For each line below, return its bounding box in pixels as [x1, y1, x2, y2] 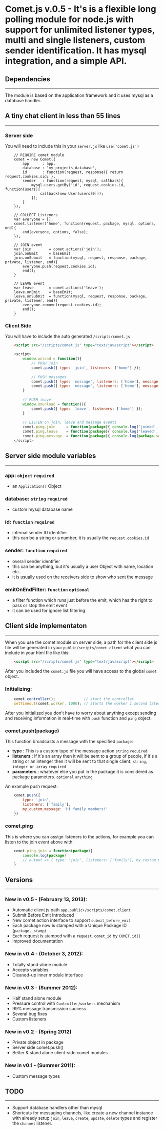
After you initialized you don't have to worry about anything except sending [5, 710, 156, 716]
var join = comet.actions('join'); [14, 247, 102, 252]
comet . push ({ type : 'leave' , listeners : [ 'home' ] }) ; [31, 406, 143, 411]
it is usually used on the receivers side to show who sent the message [12, 574, 153, 580]
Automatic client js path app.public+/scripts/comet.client [12, 907, 131, 913]
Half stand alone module [12, 995, 62, 1001]
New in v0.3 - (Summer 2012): [5, 984, 78, 991]
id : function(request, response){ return [22, 170, 123, 175]
